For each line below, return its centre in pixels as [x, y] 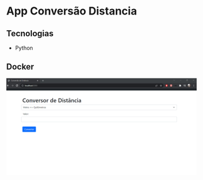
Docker [20, 67]
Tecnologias [30, 34]
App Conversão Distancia [72, 11]
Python [24, 48]
